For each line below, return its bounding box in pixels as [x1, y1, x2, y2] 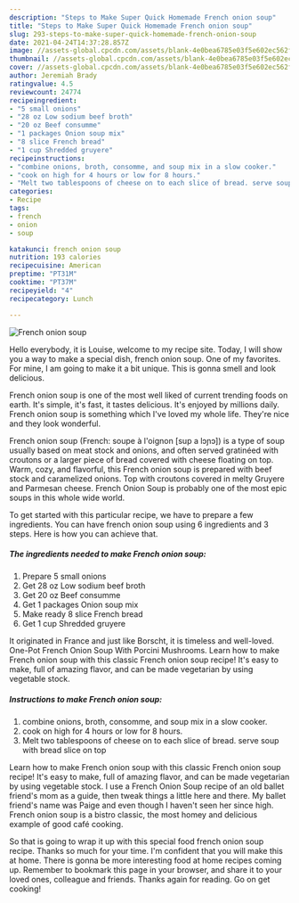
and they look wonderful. [9, 418, 101, 429]
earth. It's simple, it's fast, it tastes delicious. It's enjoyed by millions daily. [9, 398, 280, 410]
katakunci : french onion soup [9, 244, 122, 254]
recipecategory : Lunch [9, 294, 93, 303]
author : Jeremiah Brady [9, 71, 98, 80]
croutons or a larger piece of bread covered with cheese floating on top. [9, 454, 274, 464]
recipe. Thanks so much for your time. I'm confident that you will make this [9, 846, 283, 857]
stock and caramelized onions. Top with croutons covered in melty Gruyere [9, 473, 285, 484]
